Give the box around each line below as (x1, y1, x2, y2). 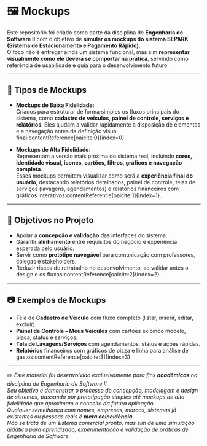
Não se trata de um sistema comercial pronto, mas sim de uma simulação (7, 420, 195, 427)
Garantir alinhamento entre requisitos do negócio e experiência (15, 238, 178, 245)
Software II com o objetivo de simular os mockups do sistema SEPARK (7, 35, 189, 42)
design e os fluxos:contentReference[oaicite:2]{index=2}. (15, 270, 162, 278)
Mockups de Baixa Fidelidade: (15, 101, 95, 109)
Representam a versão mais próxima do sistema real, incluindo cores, (15, 152, 192, 160)
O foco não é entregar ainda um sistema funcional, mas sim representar (7, 48, 190, 55)
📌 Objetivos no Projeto (7, 215, 94, 225)
